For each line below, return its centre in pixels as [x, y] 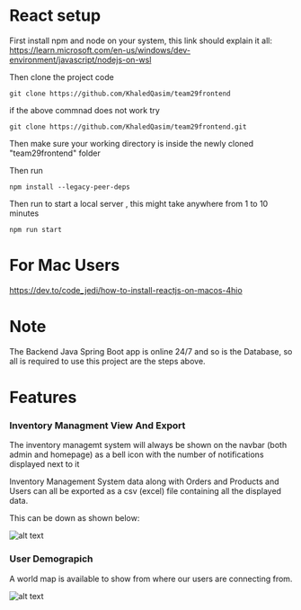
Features [43, 398]
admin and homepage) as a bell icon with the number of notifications [137, 454]
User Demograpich [51, 559]
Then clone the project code [62, 76]
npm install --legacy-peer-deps [70, 187]
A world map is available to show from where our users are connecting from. [151, 579]
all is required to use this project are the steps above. [107, 361]
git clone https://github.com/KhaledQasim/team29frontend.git [128, 127]
